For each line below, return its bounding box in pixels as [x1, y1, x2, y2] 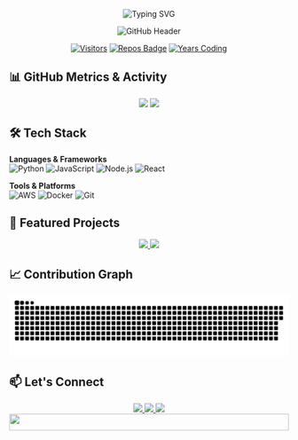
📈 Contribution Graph [9, 266, 133, 282]
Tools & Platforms [9, 180, 76, 191]
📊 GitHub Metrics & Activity [9, 70, 168, 85]
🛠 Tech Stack [9, 126, 87, 141]
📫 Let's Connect [9, 374, 105, 389]
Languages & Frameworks [9, 153, 108, 164]
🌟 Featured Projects [9, 216, 121, 231]
